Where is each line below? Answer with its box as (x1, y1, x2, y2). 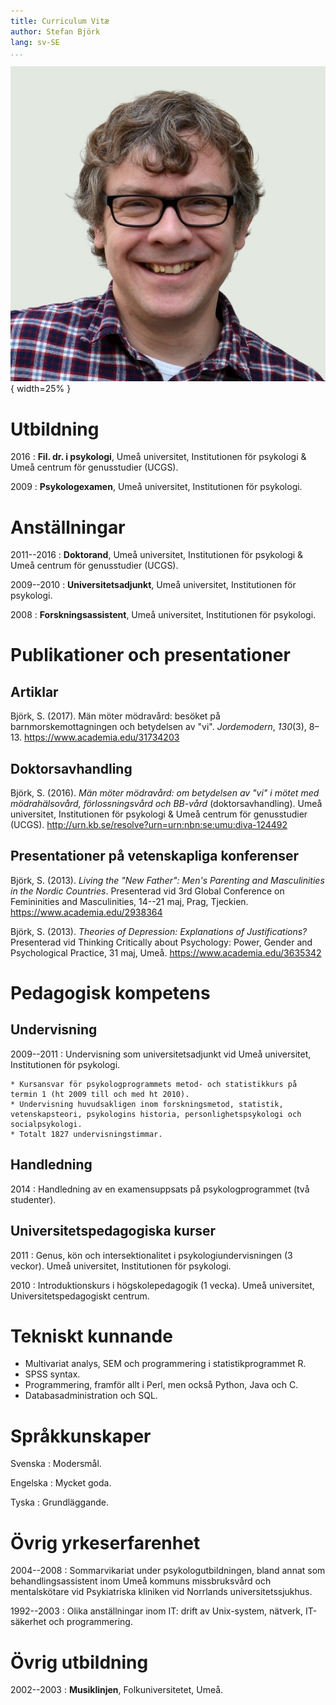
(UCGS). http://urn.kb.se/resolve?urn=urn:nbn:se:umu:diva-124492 (10, 819, 288, 831)
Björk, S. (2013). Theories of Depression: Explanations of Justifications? (10, 925, 308, 937)
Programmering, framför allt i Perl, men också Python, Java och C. (24, 1379, 299, 1391)
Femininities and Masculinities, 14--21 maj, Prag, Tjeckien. (10, 895, 249, 907)
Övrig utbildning (10, 1651, 149, 1674)
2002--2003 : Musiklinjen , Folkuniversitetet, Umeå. (10, 1684, 224, 1696)
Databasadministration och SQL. (24, 1390, 158, 1402)
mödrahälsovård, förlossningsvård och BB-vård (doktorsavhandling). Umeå (10, 798, 323, 810)
